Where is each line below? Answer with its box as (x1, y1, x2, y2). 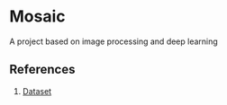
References (9, 62, 76, 77)
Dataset (22, 85, 52, 96)
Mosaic (9, 6, 66, 27)
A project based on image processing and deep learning (9, 36, 218, 47)
